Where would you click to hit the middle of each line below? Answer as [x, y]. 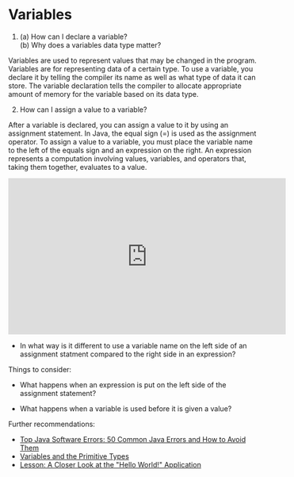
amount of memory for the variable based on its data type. [103, 94]
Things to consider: [40, 369]
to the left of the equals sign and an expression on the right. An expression [130, 150]
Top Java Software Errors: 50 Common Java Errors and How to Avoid [133, 439]
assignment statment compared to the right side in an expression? [128, 354]
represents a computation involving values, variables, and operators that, [128, 158]
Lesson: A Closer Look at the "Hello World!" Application [111, 464]
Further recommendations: [52, 424]
